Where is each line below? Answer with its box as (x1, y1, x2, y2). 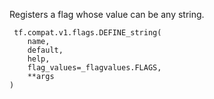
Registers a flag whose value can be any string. (9, 9, 205, 20)
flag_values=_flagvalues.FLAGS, (27, 63, 162, 73)
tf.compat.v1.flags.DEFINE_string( (13, 28, 162, 38)
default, (27, 45, 64, 55)
